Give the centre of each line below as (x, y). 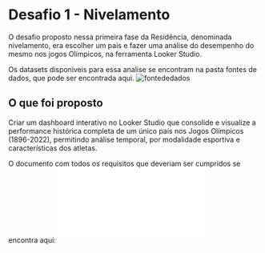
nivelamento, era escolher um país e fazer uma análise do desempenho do (131, 45)
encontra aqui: (32, 240)
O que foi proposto (56, 103)
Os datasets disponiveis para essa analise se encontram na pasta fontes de (133, 69)
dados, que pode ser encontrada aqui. (71, 78)
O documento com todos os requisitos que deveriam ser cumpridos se (124, 163)
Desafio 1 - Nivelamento (89, 15)
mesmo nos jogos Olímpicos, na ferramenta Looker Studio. (105, 54)
